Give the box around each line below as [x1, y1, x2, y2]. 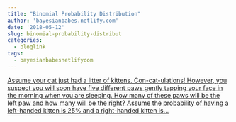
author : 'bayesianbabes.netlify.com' [7, 17, 119, 24]
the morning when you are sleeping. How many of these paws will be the [7, 91, 220, 99]
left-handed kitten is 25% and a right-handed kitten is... [7, 106, 169, 114]
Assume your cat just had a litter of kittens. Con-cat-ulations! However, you [7, 76, 227, 84]
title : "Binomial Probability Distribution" [7, 10, 141, 18]
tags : [7, 50, 23, 57]
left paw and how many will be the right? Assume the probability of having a [7, 99, 229, 107]
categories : [7, 37, 43, 44]
